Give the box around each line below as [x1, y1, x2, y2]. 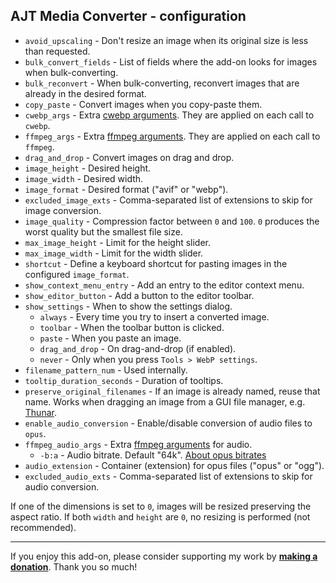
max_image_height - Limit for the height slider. [24, 236, 212, 248]
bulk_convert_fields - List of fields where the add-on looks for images [24, 55, 318, 68]
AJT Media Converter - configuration [10, 8, 247, 25]
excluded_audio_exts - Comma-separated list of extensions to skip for [24, 470, 313, 482]
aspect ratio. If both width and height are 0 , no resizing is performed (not [10, 510, 311, 523]
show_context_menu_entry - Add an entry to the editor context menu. [24, 279, 305, 291]
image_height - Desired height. [24, 162, 152, 174]
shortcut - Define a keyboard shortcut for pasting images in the [24, 257, 288, 269]
